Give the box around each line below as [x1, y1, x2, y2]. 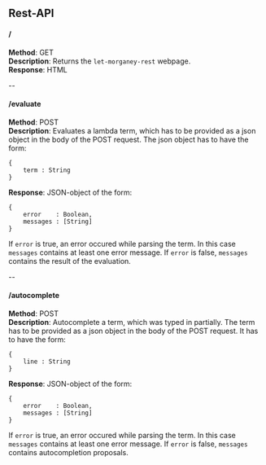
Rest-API [8, 7, 55, 20]
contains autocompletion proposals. [8, 448, 129, 457]
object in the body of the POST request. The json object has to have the [8, 134, 249, 144]
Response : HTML [8, 64, 68, 74]
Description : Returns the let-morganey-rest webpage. [8, 56, 191, 66]
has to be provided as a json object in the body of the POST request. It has [8, 326, 259, 336]
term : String [23, 166, 71, 174]
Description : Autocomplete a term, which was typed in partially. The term [8, 318, 255, 327]
